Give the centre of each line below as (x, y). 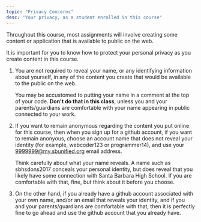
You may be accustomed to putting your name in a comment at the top (102, 95)
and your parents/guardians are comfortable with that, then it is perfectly (105, 206)
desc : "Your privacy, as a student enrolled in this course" (84, 17)
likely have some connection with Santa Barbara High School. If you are (103, 175)
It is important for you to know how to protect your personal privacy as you (98, 52)
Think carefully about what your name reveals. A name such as (93, 163)
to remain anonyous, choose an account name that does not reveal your (104, 138)
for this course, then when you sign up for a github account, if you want (103, 132)
